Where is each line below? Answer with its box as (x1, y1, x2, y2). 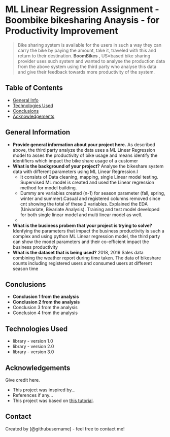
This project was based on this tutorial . (12, 397, 94, 404)
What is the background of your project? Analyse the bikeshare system (12, 163, 164, 169)
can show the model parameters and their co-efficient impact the (12, 239, 149, 245)
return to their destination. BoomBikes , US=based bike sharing (17, 52, 151, 59)
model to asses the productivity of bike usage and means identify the (12, 152, 158, 158)
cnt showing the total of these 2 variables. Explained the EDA (20, 200, 148, 207)
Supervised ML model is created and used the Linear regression (20, 179, 155, 185)
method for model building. (20, 184, 77, 191)
